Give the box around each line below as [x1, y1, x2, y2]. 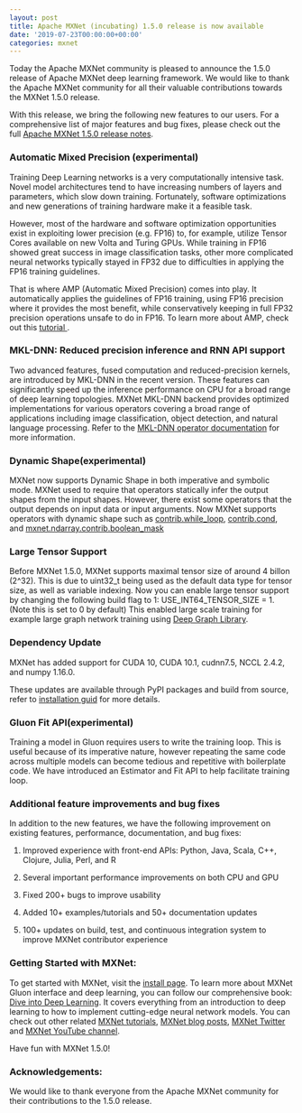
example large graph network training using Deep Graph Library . [9, 614, 249, 625]
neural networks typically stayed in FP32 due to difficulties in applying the [9, 256, 285, 267]
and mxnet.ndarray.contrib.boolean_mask [9, 523, 164, 533]
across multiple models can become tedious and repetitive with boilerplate [9, 756, 287, 767]
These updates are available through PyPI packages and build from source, [9, 683, 289, 695]
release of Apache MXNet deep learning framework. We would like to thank [9, 73, 290, 84]
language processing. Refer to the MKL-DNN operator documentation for [9, 422, 280, 433]
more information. [9, 431, 76, 442]
